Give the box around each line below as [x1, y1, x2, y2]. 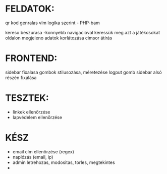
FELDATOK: [5, 3, 54, 15]
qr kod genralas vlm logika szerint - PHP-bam [5, 20, 100, 26]
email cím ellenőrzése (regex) [12, 148, 75, 154]
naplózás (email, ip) [12, 154, 53, 160]
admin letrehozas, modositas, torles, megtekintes [12, 159, 115, 165]
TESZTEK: [5, 92, 49, 104]
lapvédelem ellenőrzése [12, 114, 62, 120]
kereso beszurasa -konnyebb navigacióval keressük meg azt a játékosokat [5, 29, 160, 35]
